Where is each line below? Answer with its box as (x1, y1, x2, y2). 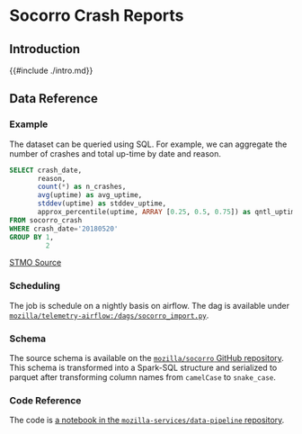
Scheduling (9, 280, 61, 293)
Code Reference (9, 393, 82, 406)
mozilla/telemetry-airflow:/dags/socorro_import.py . (9, 310, 209, 321)
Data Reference (9, 91, 99, 106)
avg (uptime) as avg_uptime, (37, 191, 143, 200)
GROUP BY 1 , (9, 232, 54, 241)
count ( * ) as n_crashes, (37, 182, 127, 192)
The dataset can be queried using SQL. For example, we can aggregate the (9, 139, 288, 149)
